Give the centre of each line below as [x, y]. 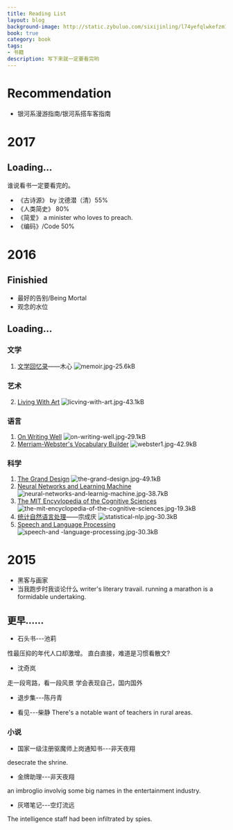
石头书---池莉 [37, 639]
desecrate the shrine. [37, 763]
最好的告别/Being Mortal [52, 298]
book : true [23, 33]
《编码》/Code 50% [46, 226]
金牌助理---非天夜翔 [46, 777]
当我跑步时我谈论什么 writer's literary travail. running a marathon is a [115, 589]
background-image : [34, 26]
